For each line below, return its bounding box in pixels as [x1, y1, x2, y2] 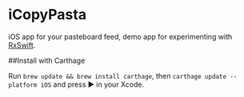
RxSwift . [8, 40, 36, 49]
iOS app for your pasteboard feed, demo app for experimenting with [8, 32, 233, 41]
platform [8, 81, 38, 89]
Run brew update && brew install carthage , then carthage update [8, 71, 226, 80]
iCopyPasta [8, 6, 86, 24]
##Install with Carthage [8, 56, 86, 65]
